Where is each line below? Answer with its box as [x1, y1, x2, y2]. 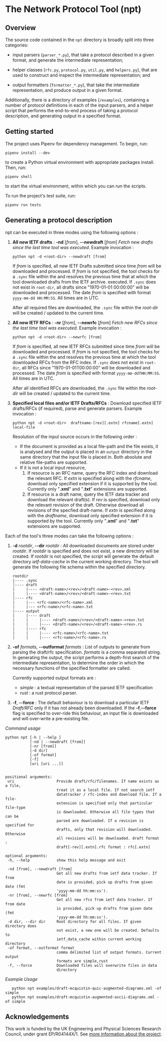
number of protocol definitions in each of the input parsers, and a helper [5, 102, 154, 108]
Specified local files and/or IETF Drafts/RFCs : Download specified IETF [12, 400, 162, 406]
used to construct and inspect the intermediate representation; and [12, 72, 151, 78]
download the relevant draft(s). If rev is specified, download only [27, 496, 161, 502]
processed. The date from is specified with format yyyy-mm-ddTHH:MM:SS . [12, 370, 161, 376]
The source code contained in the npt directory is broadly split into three [5, 37, 154, 43]
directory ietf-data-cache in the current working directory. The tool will [12, 558, 159, 564]
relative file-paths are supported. [19, 459, 88, 465]
